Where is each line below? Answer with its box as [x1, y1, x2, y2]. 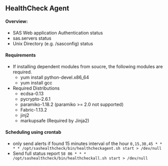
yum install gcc [20, 79, 53, 86]
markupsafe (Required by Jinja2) [20, 117, 89, 124]
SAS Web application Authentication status [12, 30, 103, 36]
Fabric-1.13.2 [20, 106, 47, 113]
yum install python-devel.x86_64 [20, 74, 89, 80]
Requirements [5, 52, 36, 58]
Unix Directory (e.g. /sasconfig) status [12, 40, 93, 46]
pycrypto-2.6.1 [20, 96, 51, 102]
